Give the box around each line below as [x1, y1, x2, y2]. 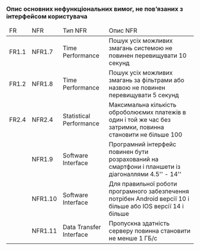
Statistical [62, 112, 90, 121]
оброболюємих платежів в [108, 108, 186, 116]
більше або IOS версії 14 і [108, 202, 184, 211]
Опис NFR [108, 26, 138, 35]
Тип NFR [62, 26, 87, 35]
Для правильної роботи [108, 180, 177, 188]
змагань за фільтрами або [108, 76, 185, 85]
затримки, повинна [108, 123, 164, 131]
